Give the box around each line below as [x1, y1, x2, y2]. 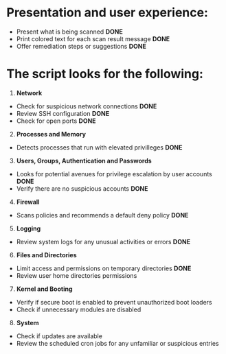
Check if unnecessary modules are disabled [16, 305, 142, 314]
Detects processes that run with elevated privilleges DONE [16, 143, 183, 152]
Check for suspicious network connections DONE [16, 102, 157, 110]
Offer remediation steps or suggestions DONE [16, 42, 147, 50]
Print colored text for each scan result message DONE [16, 34, 170, 43]
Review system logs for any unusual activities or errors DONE [16, 237, 190, 246]
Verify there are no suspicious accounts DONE [16, 184, 148, 193]
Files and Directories [16, 250, 77, 259]
